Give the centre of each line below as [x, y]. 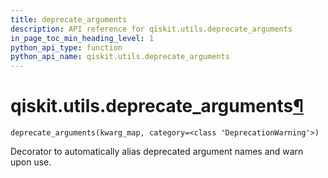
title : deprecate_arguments [69, 19]
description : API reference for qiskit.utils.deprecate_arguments [151, 29]
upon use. [31, 162]
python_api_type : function [66, 47]
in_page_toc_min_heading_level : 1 [82, 38]
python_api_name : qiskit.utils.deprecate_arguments [120, 57]
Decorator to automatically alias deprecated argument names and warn [157, 152]
